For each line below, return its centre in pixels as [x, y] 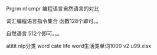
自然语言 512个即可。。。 [35, 33]
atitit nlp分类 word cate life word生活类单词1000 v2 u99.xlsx [79, 46]
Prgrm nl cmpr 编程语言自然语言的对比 [53, 8]
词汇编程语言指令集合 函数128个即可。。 [54, 21]
